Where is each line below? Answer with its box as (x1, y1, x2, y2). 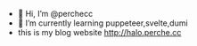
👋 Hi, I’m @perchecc (17, 9, 94, 19)
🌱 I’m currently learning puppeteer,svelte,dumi (17, 18, 189, 28)
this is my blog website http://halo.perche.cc (17, 27, 182, 37)
